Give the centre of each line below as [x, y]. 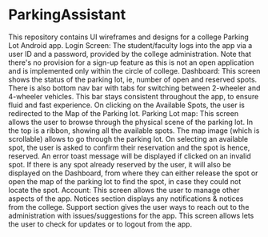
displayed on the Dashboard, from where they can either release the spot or [133, 173]
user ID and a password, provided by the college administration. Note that [130, 54]
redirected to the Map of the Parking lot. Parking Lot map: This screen [123, 113]
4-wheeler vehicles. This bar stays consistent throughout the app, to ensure [134, 96]
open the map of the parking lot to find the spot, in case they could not [125, 181]
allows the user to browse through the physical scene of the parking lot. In [131, 122]
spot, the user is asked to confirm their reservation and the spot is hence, [129, 147]
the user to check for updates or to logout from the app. [100, 224]
